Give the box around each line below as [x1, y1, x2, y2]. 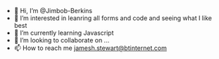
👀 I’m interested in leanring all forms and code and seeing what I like [13, 14, 213, 22]
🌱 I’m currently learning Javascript [13, 28, 114, 37]
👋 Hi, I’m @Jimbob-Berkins [13, 7, 93, 15]
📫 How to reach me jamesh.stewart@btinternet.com [13, 44, 167, 52]
